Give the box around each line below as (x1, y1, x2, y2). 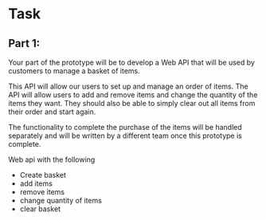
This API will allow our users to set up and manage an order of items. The (8, 81, 248, 91)
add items (19, 179, 53, 188)
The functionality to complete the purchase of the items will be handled (8, 123, 243, 132)
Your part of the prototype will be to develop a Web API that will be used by (8, 57, 255, 67)
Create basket (19, 171, 66, 179)
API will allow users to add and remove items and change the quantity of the (8, 90, 258, 100)
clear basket (19, 204, 61, 214)
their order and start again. (8, 107, 96, 116)
